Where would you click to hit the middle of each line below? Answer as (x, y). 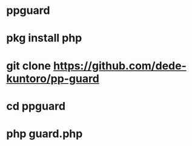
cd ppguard (36, 106)
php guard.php (45, 134)
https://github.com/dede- (120, 65)
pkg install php (44, 38)
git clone (29, 65)
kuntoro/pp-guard (53, 78)
